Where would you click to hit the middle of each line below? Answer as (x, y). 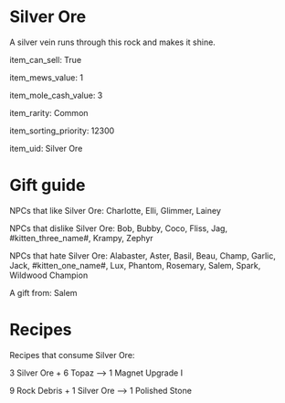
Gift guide (47, 186)
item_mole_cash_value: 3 (56, 95)
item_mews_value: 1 (47, 77)
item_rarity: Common (49, 112)
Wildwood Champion (49, 275)
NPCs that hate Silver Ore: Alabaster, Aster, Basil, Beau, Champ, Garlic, (143, 255)
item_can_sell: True (46, 59)
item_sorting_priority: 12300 (62, 131)
